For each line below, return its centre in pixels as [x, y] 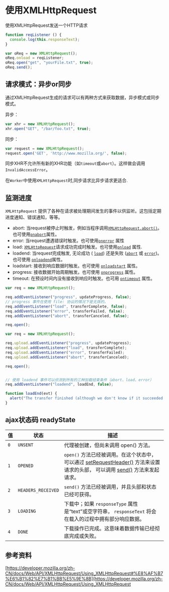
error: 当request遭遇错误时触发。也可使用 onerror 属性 [68, 241]
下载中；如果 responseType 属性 [101, 504]
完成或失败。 [84, 536]
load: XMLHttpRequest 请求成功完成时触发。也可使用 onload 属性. [77, 247]
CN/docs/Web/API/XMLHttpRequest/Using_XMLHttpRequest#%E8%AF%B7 [84, 573]
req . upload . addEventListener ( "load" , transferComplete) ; [66, 348]
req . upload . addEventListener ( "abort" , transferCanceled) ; [67, 357]
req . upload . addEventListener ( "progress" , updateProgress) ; [68, 343]
